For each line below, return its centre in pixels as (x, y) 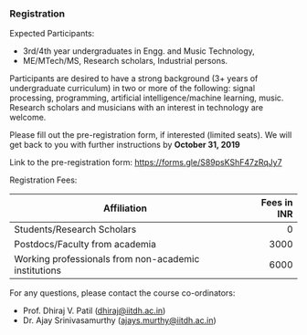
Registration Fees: (43, 180)
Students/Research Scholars (75, 229)
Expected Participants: (52, 34)
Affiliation (126, 208)
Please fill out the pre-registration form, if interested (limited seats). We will (151, 135)
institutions (38, 270)
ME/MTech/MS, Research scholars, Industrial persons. (125, 61)
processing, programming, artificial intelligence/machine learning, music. (147, 98)
